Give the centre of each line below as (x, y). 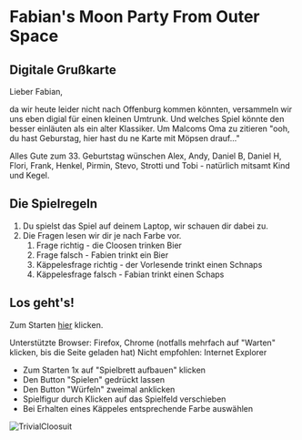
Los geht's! (42, 303)
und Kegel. (30, 175)
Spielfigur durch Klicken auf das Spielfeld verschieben (124, 399)
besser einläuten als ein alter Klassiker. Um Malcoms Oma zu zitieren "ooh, (150, 128)
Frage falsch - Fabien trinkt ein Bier (102, 255)
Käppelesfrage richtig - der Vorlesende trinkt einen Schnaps (149, 264)
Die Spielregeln (54, 204)
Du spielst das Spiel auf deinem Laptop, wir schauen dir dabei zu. (145, 226)
